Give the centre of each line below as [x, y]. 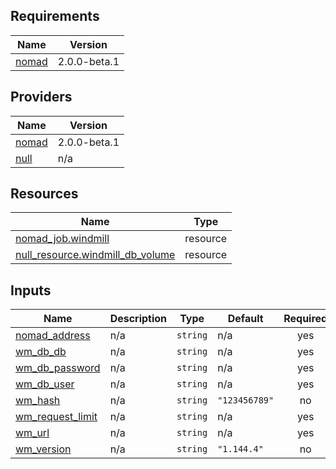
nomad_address [53, 336]
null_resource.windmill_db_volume [95, 255]
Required [305, 319]
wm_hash [38, 401]
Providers [41, 97]
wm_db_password [58, 368]
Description [138, 319]
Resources [44, 194]
